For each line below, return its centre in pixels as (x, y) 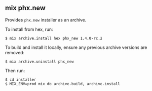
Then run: (15, 70)
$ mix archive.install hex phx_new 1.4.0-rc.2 (54, 38)
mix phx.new (25, 8)
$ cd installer (21, 80)
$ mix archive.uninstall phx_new (39, 61)
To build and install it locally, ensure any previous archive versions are (76, 47)
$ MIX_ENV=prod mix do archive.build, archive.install (63, 84)
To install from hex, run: (29, 29)
